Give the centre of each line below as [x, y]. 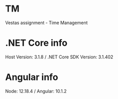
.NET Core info [36, 43]
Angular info [32, 77]
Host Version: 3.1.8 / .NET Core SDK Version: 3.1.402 [59, 57]
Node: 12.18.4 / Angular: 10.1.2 [36, 91]
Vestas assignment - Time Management [46, 23]
